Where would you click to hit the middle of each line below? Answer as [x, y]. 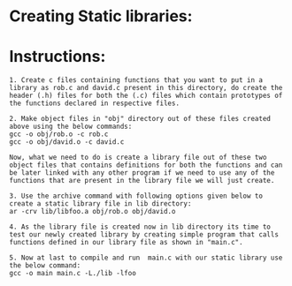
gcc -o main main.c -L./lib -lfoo [73, 274]
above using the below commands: [71, 127]
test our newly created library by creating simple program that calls [144, 235]
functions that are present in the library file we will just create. [142, 181]
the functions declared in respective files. [94, 103]
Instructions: [58, 57]
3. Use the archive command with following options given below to [136, 196]
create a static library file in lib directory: [100, 204]
